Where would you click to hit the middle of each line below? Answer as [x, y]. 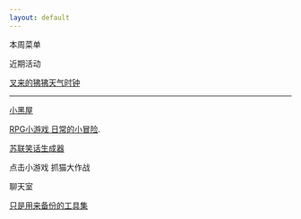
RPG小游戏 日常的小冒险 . [55, 129]
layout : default [39, 18]
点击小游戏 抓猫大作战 [50, 167]
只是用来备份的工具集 [48, 205]
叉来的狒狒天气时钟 [45, 83]
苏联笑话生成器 [37, 148]
